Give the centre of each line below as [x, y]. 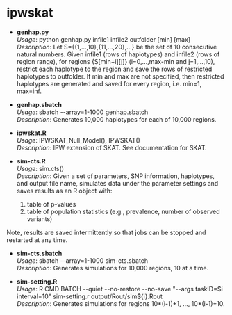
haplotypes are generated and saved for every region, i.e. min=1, [109, 83]
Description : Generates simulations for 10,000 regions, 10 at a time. [113, 268]
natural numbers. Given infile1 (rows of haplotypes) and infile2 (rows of [118, 54]
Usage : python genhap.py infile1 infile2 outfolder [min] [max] [103, 39]
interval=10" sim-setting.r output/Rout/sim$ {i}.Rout [89, 296]
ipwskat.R [31, 133]
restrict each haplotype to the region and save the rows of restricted [114, 69]
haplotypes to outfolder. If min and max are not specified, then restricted [120, 76]
